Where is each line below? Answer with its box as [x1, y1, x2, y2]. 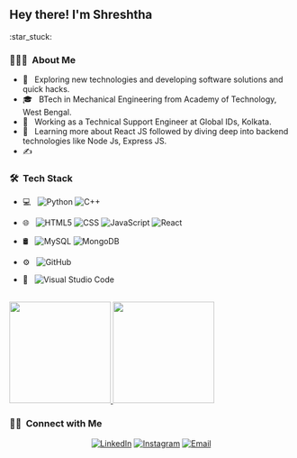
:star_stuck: [9, 31, 52, 41]
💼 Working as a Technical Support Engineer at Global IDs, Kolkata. [22, 116, 272, 127]
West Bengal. [22, 107, 72, 118]
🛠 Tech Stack [9, 172, 74, 185]
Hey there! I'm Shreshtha [9, 7, 153, 23]
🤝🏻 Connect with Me [9, 417, 103, 430]
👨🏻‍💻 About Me [9, 53, 76, 66]
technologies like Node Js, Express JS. [22, 135, 167, 147]
